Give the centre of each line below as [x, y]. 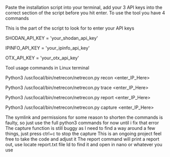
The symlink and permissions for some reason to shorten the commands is [84, 117]
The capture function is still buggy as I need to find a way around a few [80, 128]
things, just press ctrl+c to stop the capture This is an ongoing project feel [83, 133]
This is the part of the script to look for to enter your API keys [70, 28]
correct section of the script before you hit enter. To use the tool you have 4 [85, 13]
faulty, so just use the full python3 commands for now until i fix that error [82, 123]
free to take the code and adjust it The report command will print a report [82, 139]
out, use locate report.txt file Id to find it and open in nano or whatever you [84, 144]
